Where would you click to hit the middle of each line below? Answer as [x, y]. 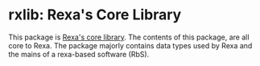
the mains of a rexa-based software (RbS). [79, 54]
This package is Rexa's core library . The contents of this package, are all [129, 37]
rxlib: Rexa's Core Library [95, 15]
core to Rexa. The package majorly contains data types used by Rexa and [130, 45]
